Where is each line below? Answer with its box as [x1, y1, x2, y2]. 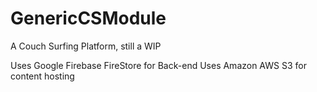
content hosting [10, 70, 75, 82]
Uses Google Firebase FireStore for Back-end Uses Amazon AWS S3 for [10, 59, 307, 71]
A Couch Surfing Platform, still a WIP [10, 40, 162, 52]
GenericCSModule [10, 7, 167, 30]
